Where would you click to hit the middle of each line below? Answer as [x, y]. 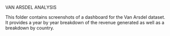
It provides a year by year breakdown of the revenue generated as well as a [85, 23]
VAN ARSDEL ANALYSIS [31, 7]
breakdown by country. [30, 28]
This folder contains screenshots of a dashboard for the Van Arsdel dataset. [85, 17]
